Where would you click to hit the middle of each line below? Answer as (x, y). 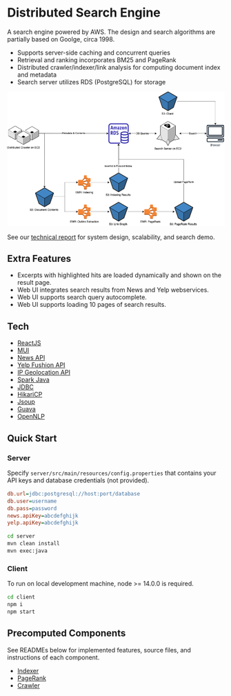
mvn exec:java (28, 551)
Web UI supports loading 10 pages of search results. (92, 305)
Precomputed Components (67, 633)
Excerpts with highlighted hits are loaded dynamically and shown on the (119, 275)
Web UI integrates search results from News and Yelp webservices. (113, 290)
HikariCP (30, 395)
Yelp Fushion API (41, 365)
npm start (21, 612)
